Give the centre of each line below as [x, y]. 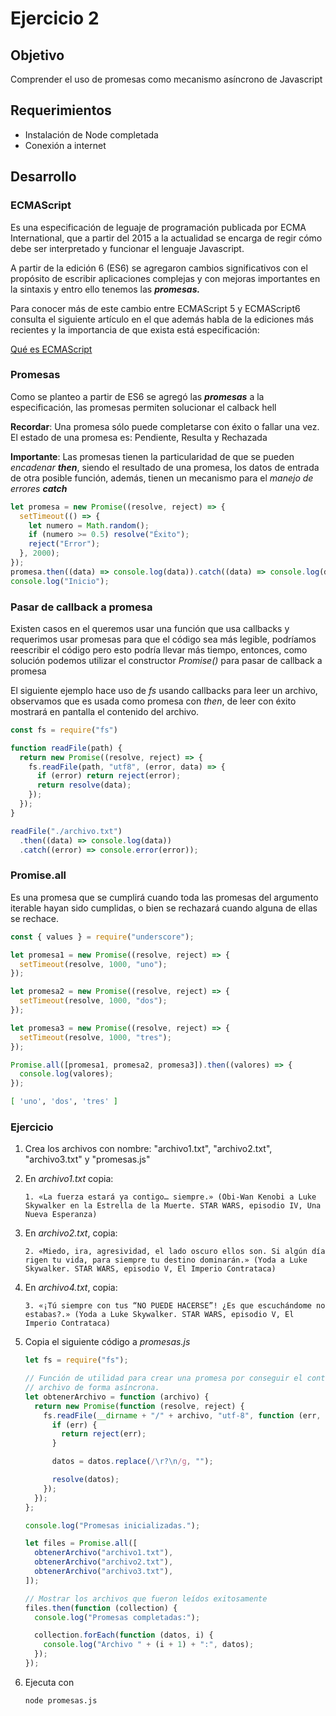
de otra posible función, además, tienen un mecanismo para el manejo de [162, 478]
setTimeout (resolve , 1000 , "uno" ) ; [93, 964]
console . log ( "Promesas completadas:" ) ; [117, 1617]
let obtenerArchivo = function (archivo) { [117, 1397]
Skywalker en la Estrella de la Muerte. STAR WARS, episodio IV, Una [173, 1206]
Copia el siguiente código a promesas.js [107, 1342]
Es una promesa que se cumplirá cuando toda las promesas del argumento [164, 897]
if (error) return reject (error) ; [109, 776]
